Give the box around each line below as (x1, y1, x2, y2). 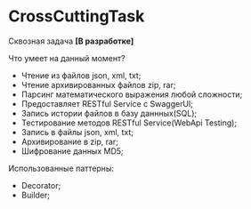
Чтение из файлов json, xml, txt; (20, 69, 142, 81)
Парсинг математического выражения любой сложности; (20, 89, 243, 100)
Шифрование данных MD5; (20, 145, 124, 157)
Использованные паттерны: (8, 163, 115, 173)
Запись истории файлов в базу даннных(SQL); (20, 108, 198, 118)
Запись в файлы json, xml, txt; (20, 126, 134, 137)
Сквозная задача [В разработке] (8, 36, 134, 46)
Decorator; (20, 180, 61, 190)
